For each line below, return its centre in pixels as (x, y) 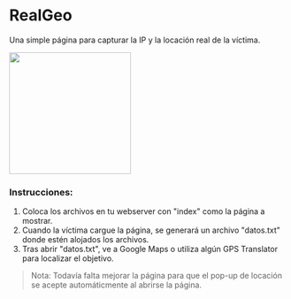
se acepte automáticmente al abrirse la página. (116, 285)
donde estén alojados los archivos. (85, 240)
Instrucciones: (41, 192)
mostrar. (37, 221)
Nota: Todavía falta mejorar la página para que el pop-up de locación (157, 276)
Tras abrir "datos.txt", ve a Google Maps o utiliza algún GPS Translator (150, 249)
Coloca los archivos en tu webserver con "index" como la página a (143, 211)
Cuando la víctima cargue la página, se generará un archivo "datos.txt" (151, 230)
